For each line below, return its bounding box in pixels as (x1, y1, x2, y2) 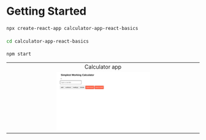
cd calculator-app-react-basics (6, 38, 89, 44)
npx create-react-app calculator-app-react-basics (6, 25, 139, 31)
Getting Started (6, 4, 87, 18)
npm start (6, 51, 32, 57)
